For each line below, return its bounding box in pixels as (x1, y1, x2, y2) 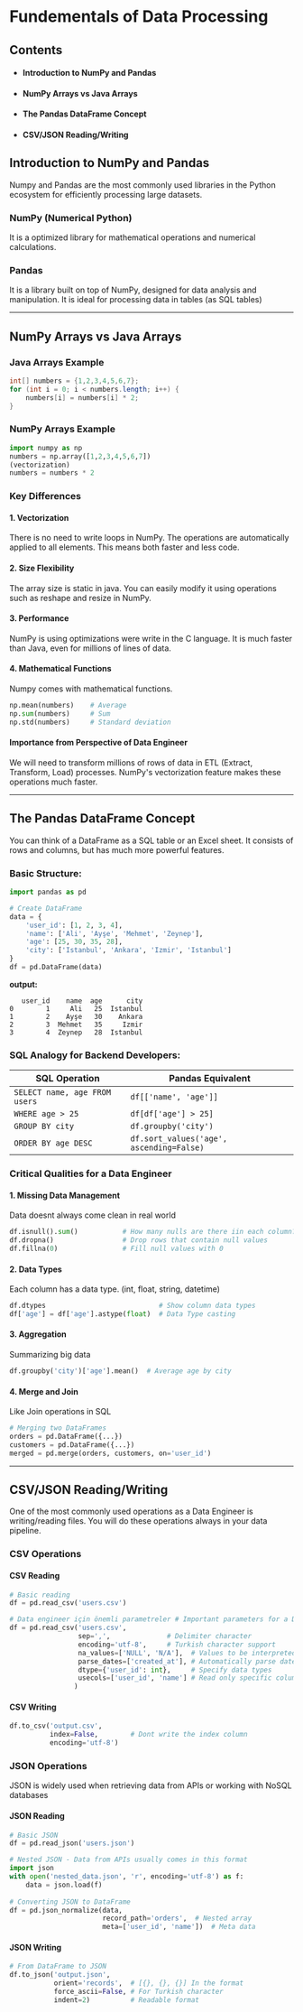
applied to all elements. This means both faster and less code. (9, 542, 240, 552)
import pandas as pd (9, 887, 87, 897)
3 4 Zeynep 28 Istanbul (9, 1027, 143, 1037)
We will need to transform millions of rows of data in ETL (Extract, (9, 756, 253, 768)
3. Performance (9, 613, 69, 624)
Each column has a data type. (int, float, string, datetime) (9, 1284, 221, 1294)
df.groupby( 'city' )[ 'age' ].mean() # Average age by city (9, 1367, 232, 1376)
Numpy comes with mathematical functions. (9, 683, 173, 694)
